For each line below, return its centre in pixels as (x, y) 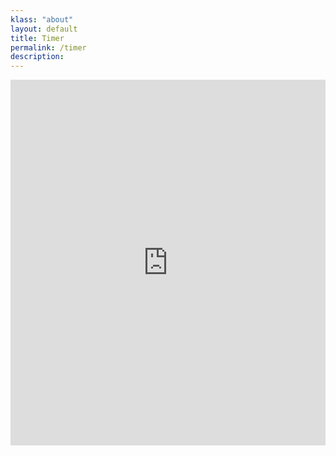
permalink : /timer (48, 47)
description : (37, 57)
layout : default (44, 29)
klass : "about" (42, 19)
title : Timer (37, 38)
